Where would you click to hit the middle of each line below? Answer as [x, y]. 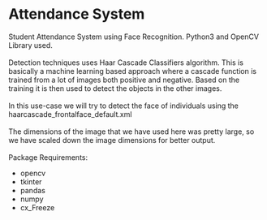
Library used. [30, 45]
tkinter [31, 181]
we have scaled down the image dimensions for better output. [112, 140]
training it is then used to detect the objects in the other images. [115, 88]
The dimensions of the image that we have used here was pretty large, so [131, 132]
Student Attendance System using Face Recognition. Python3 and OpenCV [134, 37]
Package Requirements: [48, 157]
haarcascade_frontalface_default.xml [70, 114]
